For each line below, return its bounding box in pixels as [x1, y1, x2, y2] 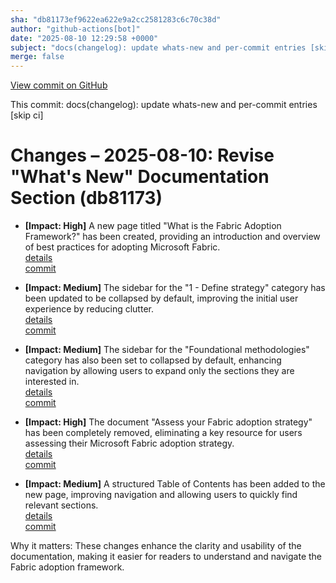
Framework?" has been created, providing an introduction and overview [24, 231, 321, 243]
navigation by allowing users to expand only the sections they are [24, 365, 295, 377]
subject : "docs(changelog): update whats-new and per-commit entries [10, 42, 307, 53]
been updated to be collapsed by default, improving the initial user [24, 292, 299, 305]
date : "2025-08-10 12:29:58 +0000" [10, 33, 159, 43]
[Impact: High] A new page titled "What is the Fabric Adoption [24, 220, 282, 232]
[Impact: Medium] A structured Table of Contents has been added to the [24, 478, 326, 490]
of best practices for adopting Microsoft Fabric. [24, 241, 221, 253]
